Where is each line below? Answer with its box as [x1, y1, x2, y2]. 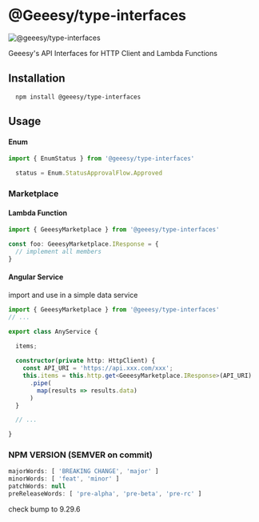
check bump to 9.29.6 [8, 504, 82, 514]
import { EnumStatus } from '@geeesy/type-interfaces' [8, 155, 195, 163]
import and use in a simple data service [8, 290, 138, 299]
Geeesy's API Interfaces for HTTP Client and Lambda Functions [8, 48, 218, 58]
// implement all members [15, 247, 102, 255]
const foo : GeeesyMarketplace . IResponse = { [8, 240, 159, 248]
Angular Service [8, 272, 64, 282]
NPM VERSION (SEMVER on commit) [8, 449, 153, 460]
